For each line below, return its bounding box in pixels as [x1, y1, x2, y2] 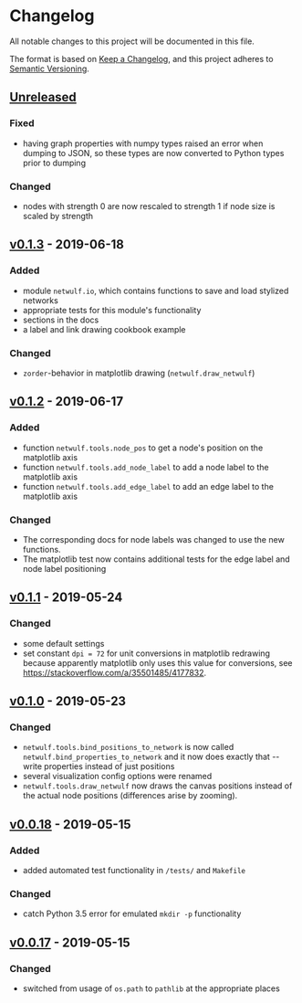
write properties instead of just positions [22, 761, 175, 772]
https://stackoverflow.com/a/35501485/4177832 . [22, 667, 207, 678]
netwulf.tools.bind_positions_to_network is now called [22, 742, 234, 753]
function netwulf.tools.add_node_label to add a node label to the [22, 461, 269, 472]
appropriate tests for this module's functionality [22, 304, 202, 315]
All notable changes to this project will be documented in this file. [9, 36, 255, 47]
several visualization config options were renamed [22, 771, 213, 782]
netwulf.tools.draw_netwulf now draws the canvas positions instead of [22, 780, 293, 791]
